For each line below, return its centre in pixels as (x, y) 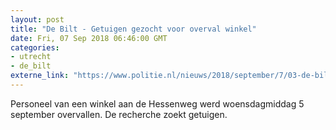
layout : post (37, 19)
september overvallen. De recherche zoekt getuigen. (119, 114)
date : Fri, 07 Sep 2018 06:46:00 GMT (89, 38)
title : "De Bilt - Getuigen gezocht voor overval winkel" (133, 29)
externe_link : (40, 76)
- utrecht (31, 57)
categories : (35, 47)
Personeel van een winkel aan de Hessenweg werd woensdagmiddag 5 (157, 103)
